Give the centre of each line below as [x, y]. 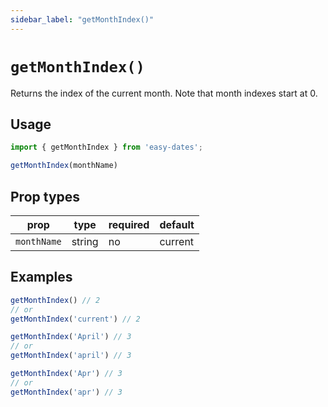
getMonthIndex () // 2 [55, 300]
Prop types [45, 196]
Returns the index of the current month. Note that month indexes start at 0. [164, 93]
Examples [41, 277]
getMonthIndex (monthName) [64, 166]
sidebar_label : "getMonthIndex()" [82, 19]
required [129, 224]
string [85, 241]
